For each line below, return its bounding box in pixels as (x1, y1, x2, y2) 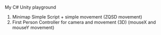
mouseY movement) (12, 24, 55, 30)
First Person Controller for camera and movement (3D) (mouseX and (12, 19, 156, 25)
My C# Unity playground (5, 4, 57, 10)
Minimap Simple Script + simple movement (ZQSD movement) (12, 14, 143, 19)
